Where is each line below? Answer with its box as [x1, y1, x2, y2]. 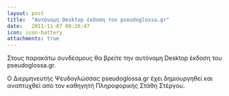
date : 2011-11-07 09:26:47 [7, 22, 90, 29]
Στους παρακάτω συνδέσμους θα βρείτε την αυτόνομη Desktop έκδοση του [7, 54, 222, 62]
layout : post [7, 10, 44, 17]
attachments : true [7, 35, 59, 42]
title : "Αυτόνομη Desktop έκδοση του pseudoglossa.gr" [7, 16, 170, 23]
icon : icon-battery [7, 29, 63, 36]
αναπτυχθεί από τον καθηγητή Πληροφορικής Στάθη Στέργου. [7, 82, 185, 90]
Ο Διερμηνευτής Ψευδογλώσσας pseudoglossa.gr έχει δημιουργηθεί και [7, 74, 213, 82]
